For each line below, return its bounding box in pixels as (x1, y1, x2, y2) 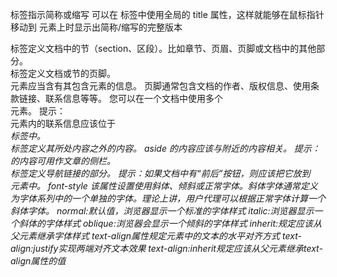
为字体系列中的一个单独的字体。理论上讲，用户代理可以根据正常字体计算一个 (10, 193, 326, 204)
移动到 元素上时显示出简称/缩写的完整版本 (10, 21, 183, 33)
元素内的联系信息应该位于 (10, 118, 116, 129)
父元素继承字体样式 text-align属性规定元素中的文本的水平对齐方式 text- (10, 230, 302, 242)
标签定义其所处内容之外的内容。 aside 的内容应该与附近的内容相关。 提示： (10, 143, 321, 154)
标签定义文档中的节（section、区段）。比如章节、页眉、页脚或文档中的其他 (10, 43, 317, 54)
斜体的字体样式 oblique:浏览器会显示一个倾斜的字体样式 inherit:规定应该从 (18, 218, 323, 229)
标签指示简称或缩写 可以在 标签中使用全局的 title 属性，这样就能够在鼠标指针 (10, 9, 325, 20)
